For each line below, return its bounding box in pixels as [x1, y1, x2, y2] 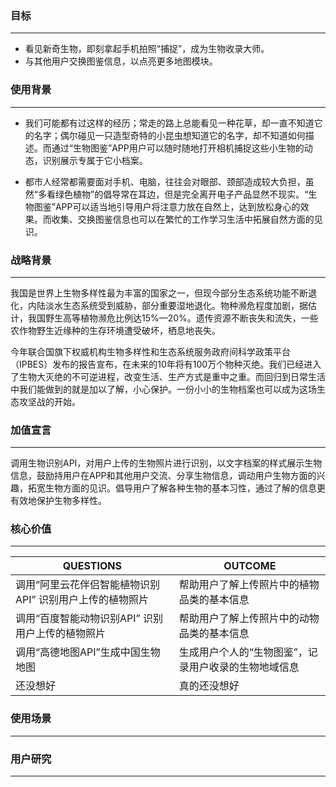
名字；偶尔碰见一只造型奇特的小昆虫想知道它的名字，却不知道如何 [33, 129, 306, 141]
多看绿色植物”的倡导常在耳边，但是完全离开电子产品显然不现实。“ [37, 188, 309, 200]
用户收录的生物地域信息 [188, 660, 300, 674]
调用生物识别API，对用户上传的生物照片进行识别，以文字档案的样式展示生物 [10, 457, 323, 469]
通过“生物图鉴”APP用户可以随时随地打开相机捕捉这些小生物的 [51, 142, 305, 154]
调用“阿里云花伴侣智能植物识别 [15, 578, 161, 592]
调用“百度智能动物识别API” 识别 [15, 612, 163, 626]
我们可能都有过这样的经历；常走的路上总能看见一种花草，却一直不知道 [24, 117, 315, 129]
